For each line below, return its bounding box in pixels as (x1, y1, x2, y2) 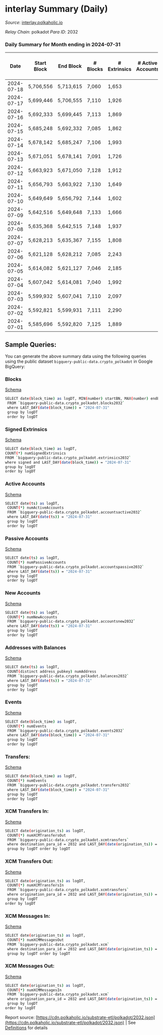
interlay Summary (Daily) (5, 3, 108, 15)
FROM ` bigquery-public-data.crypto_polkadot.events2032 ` (7, 728, 125, 733)
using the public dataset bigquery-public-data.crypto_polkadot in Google (5, 358, 153, 364)
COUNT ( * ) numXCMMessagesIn (7, 987, 62, 993)
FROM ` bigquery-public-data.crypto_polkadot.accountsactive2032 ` (7, 510, 142, 515)
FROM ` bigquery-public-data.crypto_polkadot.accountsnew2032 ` (7, 619, 136, 624)
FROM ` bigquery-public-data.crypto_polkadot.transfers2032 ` (7, 783, 131, 788)
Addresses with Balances (5, 644, 66, 651)
